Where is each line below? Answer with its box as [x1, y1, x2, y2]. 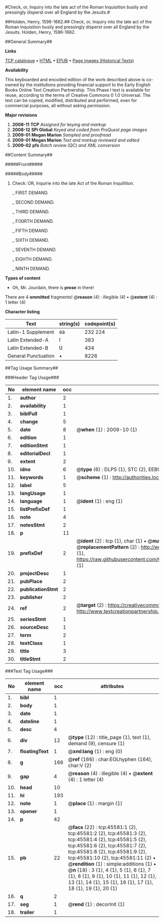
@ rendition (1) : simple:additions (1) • [68, 861, 157, 867]
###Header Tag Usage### [5, 374, 60, 380]
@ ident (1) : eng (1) [76, 498, 123, 505]
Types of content [5, 275, 41, 281]
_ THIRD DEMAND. [12, 209, 50, 214]
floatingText [20, 748, 49, 755]
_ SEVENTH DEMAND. [12, 247, 57, 253]
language [20, 498, 42, 505]
